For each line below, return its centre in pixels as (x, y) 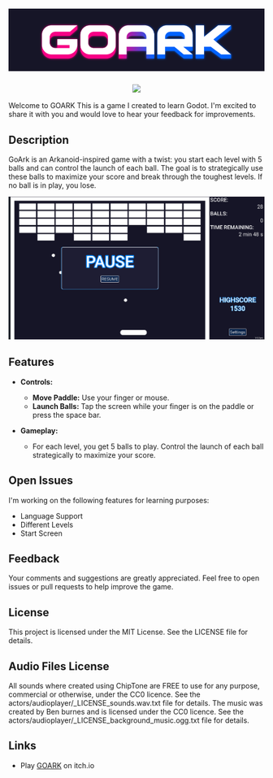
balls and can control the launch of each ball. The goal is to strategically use (136, 167)
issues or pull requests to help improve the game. (91, 587)
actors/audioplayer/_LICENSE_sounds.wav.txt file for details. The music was (136, 703)
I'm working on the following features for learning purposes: (109, 500)
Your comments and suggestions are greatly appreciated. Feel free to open (134, 578)
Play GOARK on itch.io (57, 765)
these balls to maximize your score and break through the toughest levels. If (135, 176)
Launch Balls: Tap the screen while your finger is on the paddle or (143, 406)
